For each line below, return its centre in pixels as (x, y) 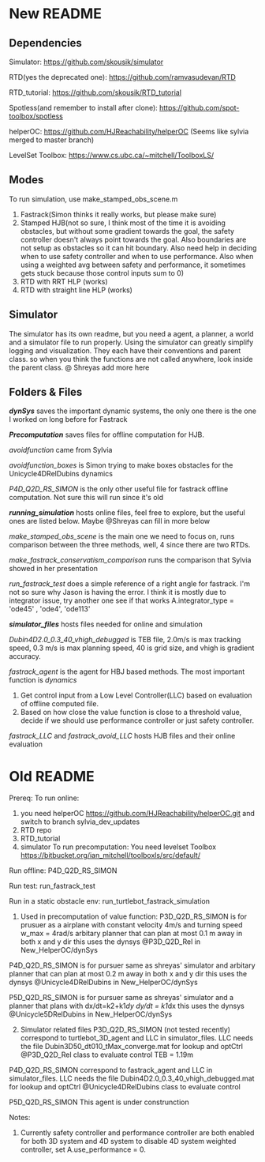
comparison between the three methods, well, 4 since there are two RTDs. (130, 545)
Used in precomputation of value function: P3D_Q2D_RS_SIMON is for (134, 916)
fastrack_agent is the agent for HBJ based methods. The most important (127, 671)
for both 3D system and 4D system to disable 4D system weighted (128, 1141)
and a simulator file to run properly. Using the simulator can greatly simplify (131, 342)
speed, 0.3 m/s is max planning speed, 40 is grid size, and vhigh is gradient (132, 648)
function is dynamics (43, 680)
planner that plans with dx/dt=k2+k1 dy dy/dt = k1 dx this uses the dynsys (127, 1006)
